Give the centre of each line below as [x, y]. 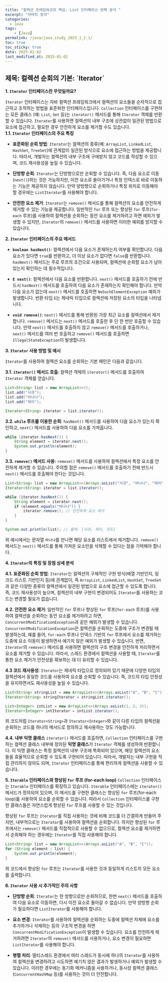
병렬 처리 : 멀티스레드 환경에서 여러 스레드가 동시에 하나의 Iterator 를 [79, 955]
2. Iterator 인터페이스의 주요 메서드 [40, 239]
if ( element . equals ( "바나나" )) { [47, 506]
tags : [11, 29]
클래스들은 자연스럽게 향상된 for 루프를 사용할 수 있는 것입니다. [72, 805]
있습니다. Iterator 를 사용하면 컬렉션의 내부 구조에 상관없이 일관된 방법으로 [88, 121]
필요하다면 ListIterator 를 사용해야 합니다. [60, 909]
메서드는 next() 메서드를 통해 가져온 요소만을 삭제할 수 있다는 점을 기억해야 [78, 546]
